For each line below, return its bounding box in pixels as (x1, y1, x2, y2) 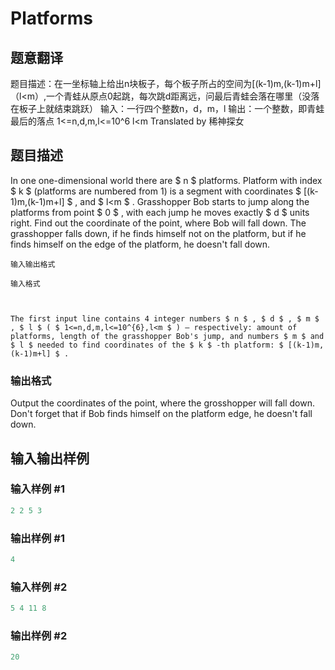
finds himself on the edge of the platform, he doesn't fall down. (10, 238, 271, 250)
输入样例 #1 (10, 482, 65, 496)
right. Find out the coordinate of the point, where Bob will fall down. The (10, 217, 307, 229)
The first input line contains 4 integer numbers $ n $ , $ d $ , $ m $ (10, 313, 320, 324)
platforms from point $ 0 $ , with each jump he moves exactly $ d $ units (10, 206, 310, 218)
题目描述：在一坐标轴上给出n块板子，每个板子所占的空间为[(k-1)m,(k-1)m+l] (10, 78, 322, 89)
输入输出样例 (10, 450, 90, 467)
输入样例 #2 (10, 580, 68, 594)
